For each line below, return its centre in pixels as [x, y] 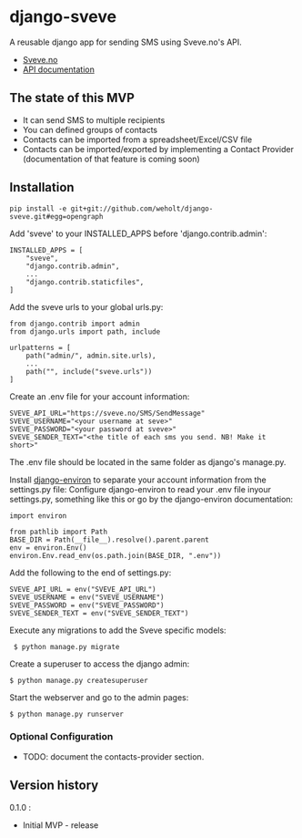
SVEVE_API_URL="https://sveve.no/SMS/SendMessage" [107, 413]
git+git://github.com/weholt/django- [142, 208]
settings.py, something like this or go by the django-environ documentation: [151, 499]
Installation [42, 187]
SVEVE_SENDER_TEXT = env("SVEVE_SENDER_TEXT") [99, 613]
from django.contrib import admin [75, 324]
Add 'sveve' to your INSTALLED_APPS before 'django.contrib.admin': [138, 233]
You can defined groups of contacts [90, 129]
